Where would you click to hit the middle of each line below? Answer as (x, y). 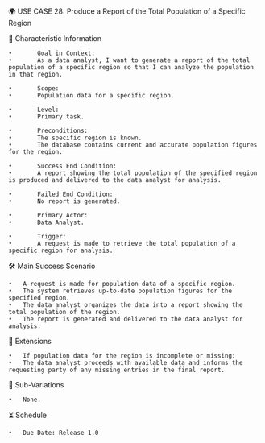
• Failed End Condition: (61, 194)
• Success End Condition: (62, 166)
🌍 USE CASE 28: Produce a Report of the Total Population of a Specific (127, 11)
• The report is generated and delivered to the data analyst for (126, 319)
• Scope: (34, 89)
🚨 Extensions (30, 341)
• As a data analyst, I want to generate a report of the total (129, 60)
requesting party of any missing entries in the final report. (117, 370)
